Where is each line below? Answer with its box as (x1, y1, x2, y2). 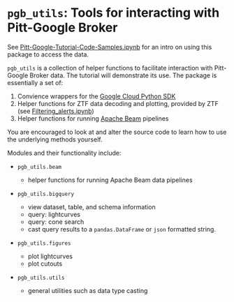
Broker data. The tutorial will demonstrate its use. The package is (29, 71, 217, 80)
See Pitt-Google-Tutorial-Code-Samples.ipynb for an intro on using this (7, 43, 212, 51)
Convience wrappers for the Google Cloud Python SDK (17, 92, 176, 100)
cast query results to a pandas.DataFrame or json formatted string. (27, 225, 217, 233)
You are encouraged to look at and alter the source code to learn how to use (7, 128, 227, 136)
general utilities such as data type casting (27, 286, 148, 294)
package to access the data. (7, 50, 89, 59)
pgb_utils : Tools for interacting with (7, 5, 220, 21)
